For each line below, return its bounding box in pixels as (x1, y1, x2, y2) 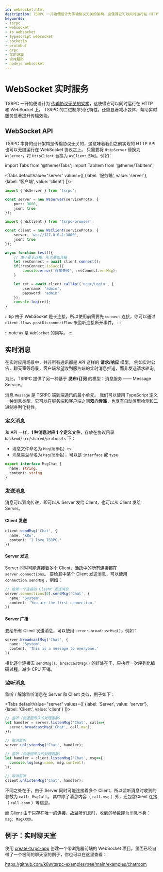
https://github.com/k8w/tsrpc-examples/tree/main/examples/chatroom (5, 861, 147, 867)
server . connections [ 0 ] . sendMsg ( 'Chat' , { (5, 591, 90, 596)
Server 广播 (5, 616, 29, 622)
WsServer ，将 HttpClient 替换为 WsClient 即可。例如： (5, 152, 113, 158)
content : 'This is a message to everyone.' (9, 646, 98, 651)
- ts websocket (5, 30, 36, 34)
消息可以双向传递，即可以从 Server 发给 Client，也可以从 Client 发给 (5, 499, 141, 505)
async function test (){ (5, 250, 53, 255)
